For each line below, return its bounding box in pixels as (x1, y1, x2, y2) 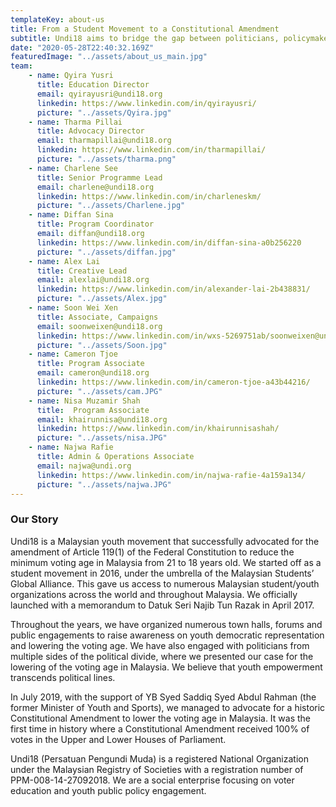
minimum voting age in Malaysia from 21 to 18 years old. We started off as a (10, 556, 322, 568)
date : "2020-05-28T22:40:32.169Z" (10, 42, 155, 53)
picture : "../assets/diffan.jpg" (36, 247, 177, 257)
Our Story (10, 512, 59, 526)
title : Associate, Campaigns (36, 312, 159, 322)
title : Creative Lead (36, 266, 128, 276)
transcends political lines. (10, 671, 116, 683)
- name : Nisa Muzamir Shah (28, 396, 141, 406)
